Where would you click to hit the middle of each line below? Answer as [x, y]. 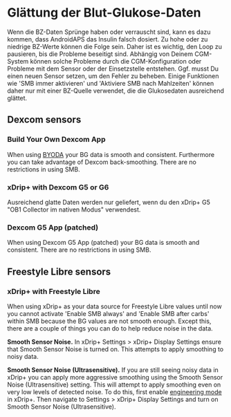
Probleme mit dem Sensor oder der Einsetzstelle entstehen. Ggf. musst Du [113, 68]
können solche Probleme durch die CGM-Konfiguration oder [116, 61]
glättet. [17, 98]
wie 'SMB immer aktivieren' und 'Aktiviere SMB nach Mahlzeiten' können [111, 83]
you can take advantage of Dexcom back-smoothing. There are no [102, 162]
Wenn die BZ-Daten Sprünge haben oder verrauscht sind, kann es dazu [109, 32]
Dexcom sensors [44, 120]
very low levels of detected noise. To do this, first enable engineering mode [115, 391]
